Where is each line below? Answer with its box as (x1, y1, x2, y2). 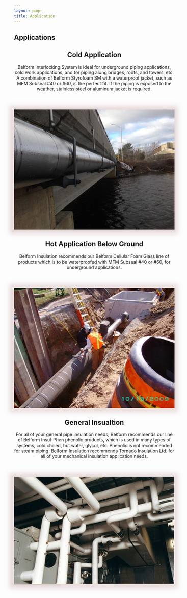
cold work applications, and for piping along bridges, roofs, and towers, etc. (14, 69, 174, 75)
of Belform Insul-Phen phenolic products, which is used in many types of (18, 437, 171, 443)
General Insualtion (64, 418, 124, 427)
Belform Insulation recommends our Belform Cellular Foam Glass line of (19, 253, 170, 259)
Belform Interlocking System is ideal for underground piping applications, (17, 64, 171, 70)
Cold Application (67, 50, 122, 59)
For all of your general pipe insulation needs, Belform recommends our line (16, 431, 173, 438)
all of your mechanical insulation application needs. (40, 453, 148, 459)
